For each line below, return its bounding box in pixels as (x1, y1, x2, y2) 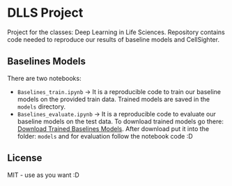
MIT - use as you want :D (7, 171, 80, 179)
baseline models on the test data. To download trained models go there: (17, 117, 224, 125)
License (7, 152, 42, 164)
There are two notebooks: (7, 74, 82, 82)
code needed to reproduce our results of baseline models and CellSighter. (7, 35, 219, 43)
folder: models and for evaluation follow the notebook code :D (17, 132, 193, 140)
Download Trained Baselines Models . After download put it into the (17, 124, 210, 133)
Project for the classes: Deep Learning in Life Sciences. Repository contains (7, 28, 225, 36)
